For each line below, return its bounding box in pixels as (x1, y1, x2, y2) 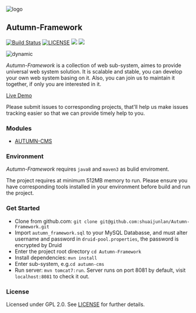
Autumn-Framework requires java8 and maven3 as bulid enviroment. (6, 165, 170, 173)
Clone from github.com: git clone (14, 218, 98, 225)
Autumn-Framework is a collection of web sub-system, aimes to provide (6, 62, 181, 69)
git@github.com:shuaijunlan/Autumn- (99, 218, 190, 225)
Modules (6, 124, 32, 132)
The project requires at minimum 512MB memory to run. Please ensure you (6, 177, 188, 184)
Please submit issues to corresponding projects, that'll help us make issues (6, 103, 188, 110)
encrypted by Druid (14, 241, 62, 248)
